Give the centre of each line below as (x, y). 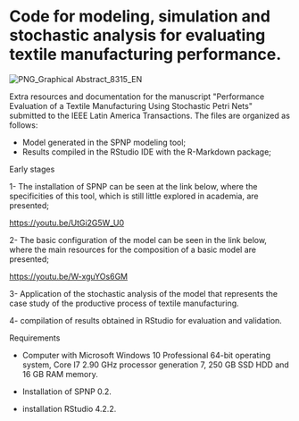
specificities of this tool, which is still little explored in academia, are (134, 196)
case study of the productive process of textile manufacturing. (124, 303)
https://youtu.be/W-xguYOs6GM (68, 276)
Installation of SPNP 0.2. (66, 392)
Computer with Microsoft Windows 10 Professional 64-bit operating (146, 355)
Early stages (32, 169)
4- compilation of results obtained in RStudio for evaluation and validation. (146, 320)
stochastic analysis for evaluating (137, 35)
